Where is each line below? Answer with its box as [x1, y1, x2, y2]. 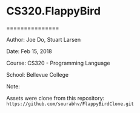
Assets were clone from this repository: [6, 94, 105, 102]
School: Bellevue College [6, 71, 68, 78]
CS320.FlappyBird [6, 4, 101, 18]
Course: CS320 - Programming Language [6, 59, 110, 66]
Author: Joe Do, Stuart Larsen [6, 36, 81, 43]
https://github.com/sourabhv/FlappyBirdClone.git [6, 101, 135, 107]
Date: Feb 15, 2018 [6, 47, 53, 55]
